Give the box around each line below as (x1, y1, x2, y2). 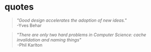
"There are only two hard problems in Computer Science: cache (16, 32, 147, 38)
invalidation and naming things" (16, 37, 81, 42)
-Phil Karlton (17, 42, 43, 48)
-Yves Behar (16, 22, 42, 28)
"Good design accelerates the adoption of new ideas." (16, 17, 127, 23)
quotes (4, 1, 34, 13)
